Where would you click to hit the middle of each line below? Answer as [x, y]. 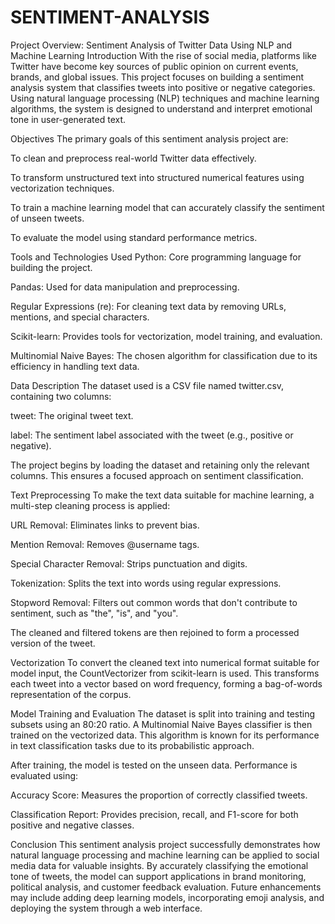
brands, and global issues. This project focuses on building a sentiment [157, 77]
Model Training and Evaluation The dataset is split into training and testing [163, 713]
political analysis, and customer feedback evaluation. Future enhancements [166, 887]
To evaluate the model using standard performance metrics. [134, 237]
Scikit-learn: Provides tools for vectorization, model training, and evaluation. [166, 336]
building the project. [51, 267]
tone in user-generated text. [68, 119]
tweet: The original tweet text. [72, 415]
